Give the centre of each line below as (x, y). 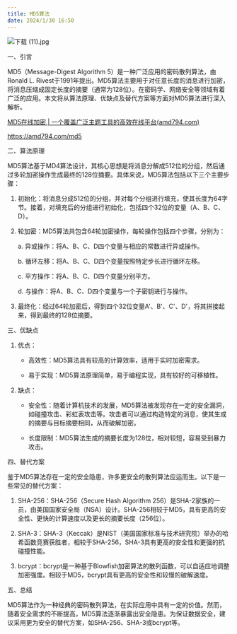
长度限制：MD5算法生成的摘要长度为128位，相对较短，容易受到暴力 (127, 438)
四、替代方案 (26, 462)
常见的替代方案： (38, 486)
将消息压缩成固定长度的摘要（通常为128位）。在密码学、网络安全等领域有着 (116, 89)
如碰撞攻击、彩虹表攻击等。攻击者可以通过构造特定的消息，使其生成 (127, 413)
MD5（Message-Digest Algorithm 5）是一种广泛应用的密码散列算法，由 (112, 71)
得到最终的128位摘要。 (63, 315)
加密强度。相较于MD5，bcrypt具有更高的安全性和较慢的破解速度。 (115, 575)
